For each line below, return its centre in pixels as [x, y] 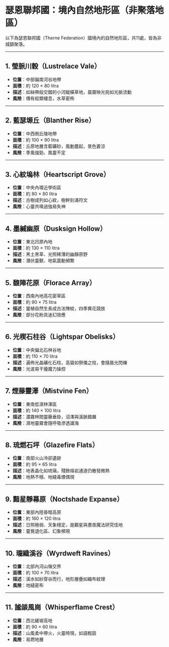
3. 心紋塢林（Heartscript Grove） [58, 174]
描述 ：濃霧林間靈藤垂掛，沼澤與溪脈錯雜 [54, 417]
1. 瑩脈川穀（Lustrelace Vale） [53, 66]
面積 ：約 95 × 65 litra [34, 465]
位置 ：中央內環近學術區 [37, 187]
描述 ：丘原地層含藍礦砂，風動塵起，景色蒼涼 [59, 146]
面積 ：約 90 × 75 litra [34, 302]
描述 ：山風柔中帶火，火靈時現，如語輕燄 [54, 633]
